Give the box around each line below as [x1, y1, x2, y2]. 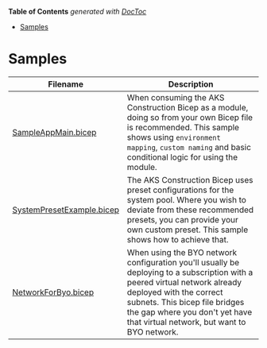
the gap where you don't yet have [126, 306, 253, 317]
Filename [48, 79, 83, 90]
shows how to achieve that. [126, 234, 229, 245]
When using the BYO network [126, 246, 238, 257]
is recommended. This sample [126, 122, 240, 133]
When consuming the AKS [126, 91, 225, 102]
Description [168, 79, 214, 90]
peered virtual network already [126, 276, 242, 288]
